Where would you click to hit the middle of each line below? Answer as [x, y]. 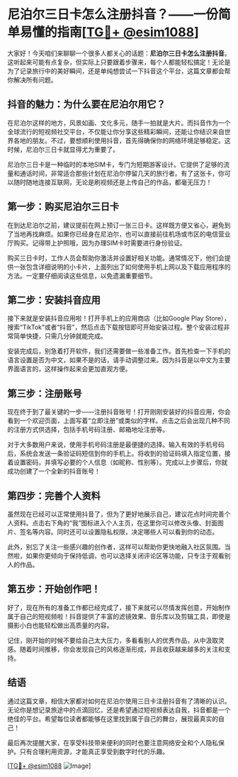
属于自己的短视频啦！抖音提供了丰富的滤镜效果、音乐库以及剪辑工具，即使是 [119, 616]
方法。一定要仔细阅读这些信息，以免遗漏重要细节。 [82, 275]
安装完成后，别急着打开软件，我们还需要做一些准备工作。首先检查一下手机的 [119, 351]
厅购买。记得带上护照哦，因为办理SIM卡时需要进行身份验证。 [97, 242]
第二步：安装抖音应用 [54, 300]
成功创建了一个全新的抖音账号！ [54, 471]
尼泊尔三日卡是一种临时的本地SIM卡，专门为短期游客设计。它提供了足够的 [115, 164]
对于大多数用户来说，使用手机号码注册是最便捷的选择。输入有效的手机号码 [116, 445]
